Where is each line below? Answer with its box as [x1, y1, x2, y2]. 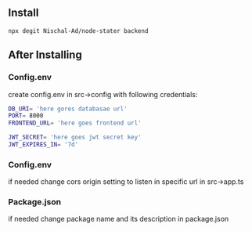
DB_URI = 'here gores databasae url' [8, 105, 128, 113]
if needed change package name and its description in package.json [8, 215, 229, 224]
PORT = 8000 [8, 112, 44, 120]
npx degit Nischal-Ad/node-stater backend [8, 27, 149, 34]
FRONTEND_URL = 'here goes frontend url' [8, 119, 142, 128]
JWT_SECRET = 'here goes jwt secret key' [8, 133, 142, 142]
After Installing [8, 49, 82, 62]
